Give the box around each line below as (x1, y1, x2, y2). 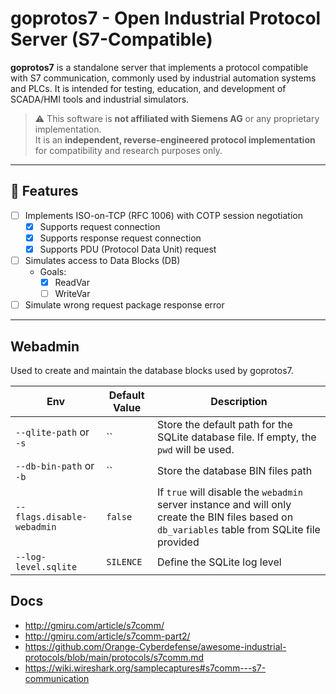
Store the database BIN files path (157, 464, 313, 478)
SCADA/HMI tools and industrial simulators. (10, 93, 190, 105)
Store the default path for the (157, 418, 293, 432)
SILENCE (106, 557, 143, 568)
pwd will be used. (157, 443, 235, 457)
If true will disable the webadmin (157, 485, 303, 499)
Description (210, 395, 268, 409)
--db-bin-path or (15, 459, 95, 473)
